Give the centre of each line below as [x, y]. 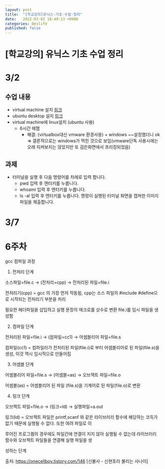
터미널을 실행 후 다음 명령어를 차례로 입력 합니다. [59, 177]
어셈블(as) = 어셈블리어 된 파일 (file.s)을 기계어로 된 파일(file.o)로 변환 [73, 386]
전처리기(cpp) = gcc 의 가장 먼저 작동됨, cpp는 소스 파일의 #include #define [80, 293]
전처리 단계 [23, 272]
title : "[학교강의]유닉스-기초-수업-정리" [44, 14]
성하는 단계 [16, 451]
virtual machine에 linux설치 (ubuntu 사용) [53, 122]
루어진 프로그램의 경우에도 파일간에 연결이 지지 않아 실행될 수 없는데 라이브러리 [81, 434]
